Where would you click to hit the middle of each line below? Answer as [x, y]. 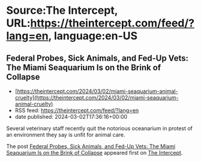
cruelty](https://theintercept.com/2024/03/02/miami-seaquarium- [97, 97]
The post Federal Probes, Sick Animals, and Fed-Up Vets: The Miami [91, 146]
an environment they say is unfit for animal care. [66, 135]
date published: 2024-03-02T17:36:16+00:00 [71, 117]
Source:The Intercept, [62, 10]
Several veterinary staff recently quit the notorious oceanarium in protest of [100, 128]
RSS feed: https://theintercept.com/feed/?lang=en [77, 110]
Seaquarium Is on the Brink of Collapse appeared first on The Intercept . [94, 153]
